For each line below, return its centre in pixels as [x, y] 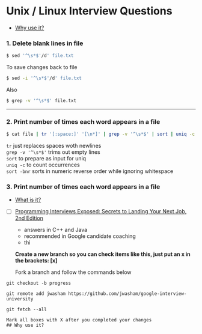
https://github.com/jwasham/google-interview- [127, 294]
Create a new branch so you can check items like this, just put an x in [103, 254]
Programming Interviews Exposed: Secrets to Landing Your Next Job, [101, 211]
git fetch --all [26, 310]
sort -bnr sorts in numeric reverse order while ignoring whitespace [90, 171]
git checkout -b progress [38, 284]
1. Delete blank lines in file [45, 43]
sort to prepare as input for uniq [46, 159]
